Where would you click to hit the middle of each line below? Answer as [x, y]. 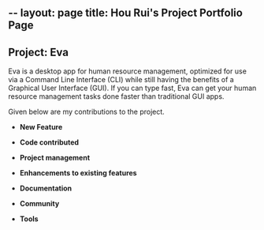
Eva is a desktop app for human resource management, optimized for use [127, 71]
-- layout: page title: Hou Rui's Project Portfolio [125, 13]
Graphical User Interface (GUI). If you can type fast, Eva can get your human [132, 88]
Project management [55, 158]
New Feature [41, 127]
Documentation [46, 188]
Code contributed [49, 142]
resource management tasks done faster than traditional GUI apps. [116, 96]
